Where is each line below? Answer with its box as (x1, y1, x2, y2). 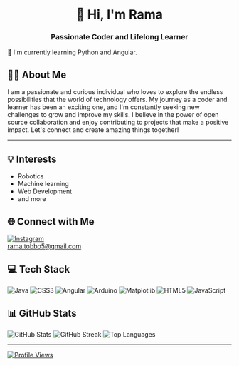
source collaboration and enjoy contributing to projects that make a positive (7, 118, 229, 127)
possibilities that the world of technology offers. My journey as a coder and (7, 96, 228, 104)
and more (17, 195, 46, 203)
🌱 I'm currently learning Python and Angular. (7, 48, 137, 56)
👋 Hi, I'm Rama (75, 6, 164, 23)
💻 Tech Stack (7, 263, 70, 275)
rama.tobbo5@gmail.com (7, 242, 82, 250)
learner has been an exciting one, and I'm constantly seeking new (7, 103, 201, 111)
